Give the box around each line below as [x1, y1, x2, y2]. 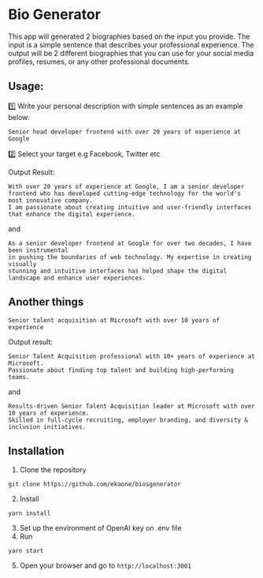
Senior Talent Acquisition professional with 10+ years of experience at [8, 352, 256, 360]
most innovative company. [8, 196, 93, 205]
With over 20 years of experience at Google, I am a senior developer [8, 182, 245, 190]
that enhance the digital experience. [8, 210, 135, 218]
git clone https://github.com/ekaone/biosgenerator [8, 480, 181, 489]
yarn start [8, 547, 44, 555]
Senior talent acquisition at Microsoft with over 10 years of [8, 316, 220, 325]
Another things [8, 295, 84, 309]
